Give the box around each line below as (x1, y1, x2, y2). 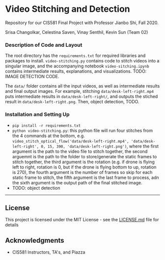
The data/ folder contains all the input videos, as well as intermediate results (5, 83, 160, 89)
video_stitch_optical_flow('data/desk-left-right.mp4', (12, 139, 129, 144)
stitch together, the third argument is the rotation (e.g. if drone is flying (12, 159, 155, 165)
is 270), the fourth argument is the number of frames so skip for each (12, 169, 153, 175)
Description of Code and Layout (5, 41, 82, 48)
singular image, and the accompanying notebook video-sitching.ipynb (5, 63, 149, 69)
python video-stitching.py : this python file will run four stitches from (12, 127, 153, 133)
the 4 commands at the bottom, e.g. (12, 133, 85, 139)
